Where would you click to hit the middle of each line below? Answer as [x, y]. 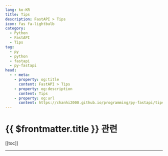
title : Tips [17, 14]
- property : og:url [34, 98]
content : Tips [33, 93]
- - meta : [20, 75]
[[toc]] [12, 143]
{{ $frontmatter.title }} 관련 [61, 129]
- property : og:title [36, 79]
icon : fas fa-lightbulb [30, 24]
